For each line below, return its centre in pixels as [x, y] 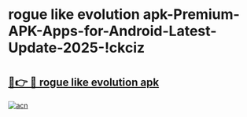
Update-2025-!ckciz [77, 48]
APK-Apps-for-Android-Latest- [112, 31]
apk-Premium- [191, 15]
